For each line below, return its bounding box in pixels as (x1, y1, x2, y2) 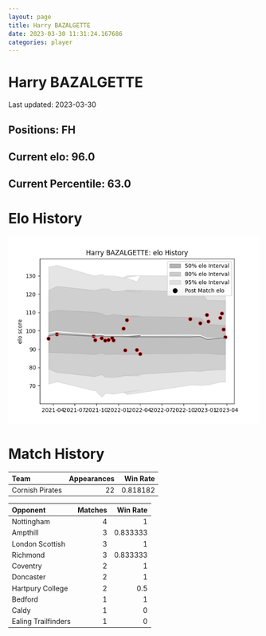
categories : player (8, 38, 73, 46)
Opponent (11, 505, 46, 515)
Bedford (11, 595, 38, 604)
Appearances (68, 473, 115, 483)
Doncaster (11, 572, 46, 582)
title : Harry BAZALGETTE (8, 21, 91, 30)
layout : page (8, 13, 52, 21)
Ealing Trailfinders (11, 617, 72, 626)
